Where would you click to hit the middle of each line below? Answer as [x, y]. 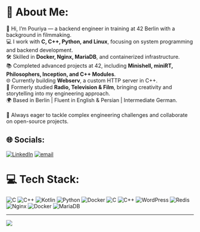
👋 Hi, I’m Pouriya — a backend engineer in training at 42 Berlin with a [91, 28]
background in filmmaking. [39, 34]
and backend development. [40, 50]
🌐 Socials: [26, 140]
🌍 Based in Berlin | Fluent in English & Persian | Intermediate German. [92, 100]
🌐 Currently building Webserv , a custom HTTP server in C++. [82, 80]
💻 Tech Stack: [43, 179]
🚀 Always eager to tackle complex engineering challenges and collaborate [97, 115]
